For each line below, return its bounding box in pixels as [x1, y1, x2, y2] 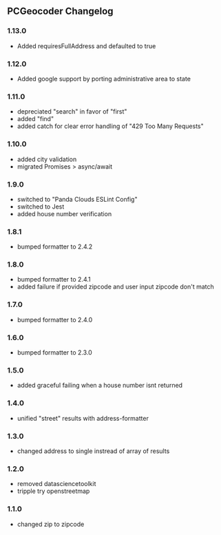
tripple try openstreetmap [17, 487, 90, 495]
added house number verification [17, 209, 112, 218]
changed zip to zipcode [17, 520, 85, 528]
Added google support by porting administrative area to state [17, 74, 191, 83]
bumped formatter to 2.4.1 [17, 275, 91, 284]
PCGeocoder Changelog [7, 6, 114, 17]
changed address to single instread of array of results [17, 447, 170, 455]
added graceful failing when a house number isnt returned [17, 381, 183, 390]
